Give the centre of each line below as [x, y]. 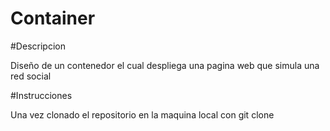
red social [31, 76]
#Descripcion [38, 46]
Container [53, 18]
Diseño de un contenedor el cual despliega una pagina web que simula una [165, 65]
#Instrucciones [41, 95]
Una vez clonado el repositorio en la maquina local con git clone [142, 114]
